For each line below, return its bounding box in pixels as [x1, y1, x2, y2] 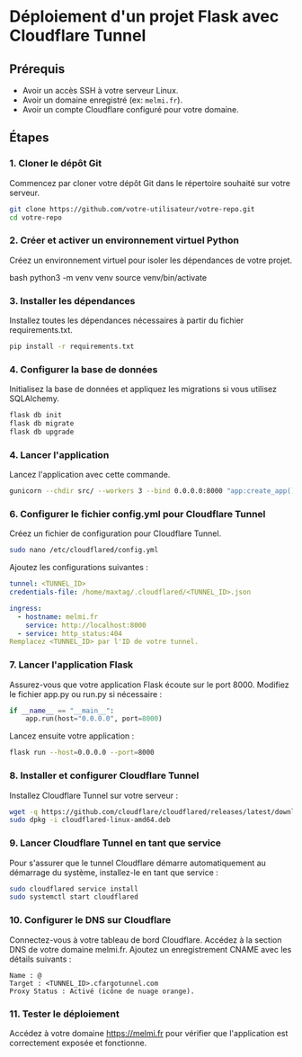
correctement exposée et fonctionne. [9, 1037, 147, 1048]
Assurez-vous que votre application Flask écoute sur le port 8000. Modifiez [9, 679, 289, 690]
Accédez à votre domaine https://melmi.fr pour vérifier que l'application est [9, 1027, 289, 1038]
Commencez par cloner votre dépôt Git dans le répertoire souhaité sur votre [9, 177, 290, 188]
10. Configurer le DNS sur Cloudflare [9, 914, 172, 927]
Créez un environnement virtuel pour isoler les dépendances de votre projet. [9, 255, 293, 265]
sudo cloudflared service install [9, 884, 139, 893]
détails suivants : [9, 954, 72, 964]
